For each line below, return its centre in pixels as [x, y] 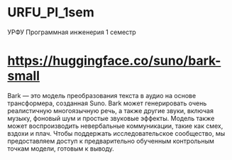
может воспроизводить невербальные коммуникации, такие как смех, [115, 126]
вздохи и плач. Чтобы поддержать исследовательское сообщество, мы [116, 133]
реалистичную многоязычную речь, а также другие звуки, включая [111, 110]
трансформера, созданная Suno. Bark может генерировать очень [107, 103]
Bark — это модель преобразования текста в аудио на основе [102, 95]
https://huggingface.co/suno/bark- [114, 61]
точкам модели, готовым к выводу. [61, 148]
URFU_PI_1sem [51, 12]
